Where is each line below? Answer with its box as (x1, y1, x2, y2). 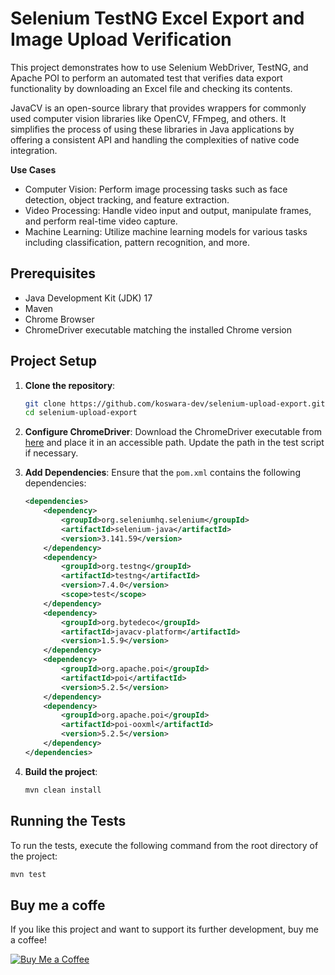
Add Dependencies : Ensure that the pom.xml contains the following (24, 467, 301, 479)
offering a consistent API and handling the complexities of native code (10, 133, 300, 146)
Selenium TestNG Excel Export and (10, 7, 305, 30)
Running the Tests (10, 813, 127, 830)
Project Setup (10, 353, 98, 370)
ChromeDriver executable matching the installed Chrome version (24, 323, 292, 336)
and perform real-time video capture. (24, 215, 178, 227)
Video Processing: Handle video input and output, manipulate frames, (24, 204, 312, 216)
